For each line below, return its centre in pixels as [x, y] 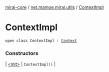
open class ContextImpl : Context [41, 40]
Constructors [22, 53]
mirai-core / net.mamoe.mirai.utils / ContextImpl [54, 7]
